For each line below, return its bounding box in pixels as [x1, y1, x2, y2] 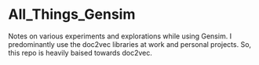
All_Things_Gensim [8, 5, 136, 23]
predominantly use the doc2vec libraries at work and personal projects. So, [8, 39, 252, 49]
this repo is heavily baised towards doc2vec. [8, 48, 153, 57]
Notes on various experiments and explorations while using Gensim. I [8, 31, 232, 41]
